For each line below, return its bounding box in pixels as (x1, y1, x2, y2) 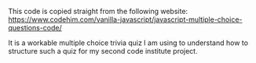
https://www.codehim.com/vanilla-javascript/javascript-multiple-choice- (8, 15, 243, 24)
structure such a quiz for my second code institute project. (8, 47, 198, 55)
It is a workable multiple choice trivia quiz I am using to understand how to (8, 38, 249, 47)
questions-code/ (8, 23, 63, 32)
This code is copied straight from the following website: (8, 7, 188, 16)
